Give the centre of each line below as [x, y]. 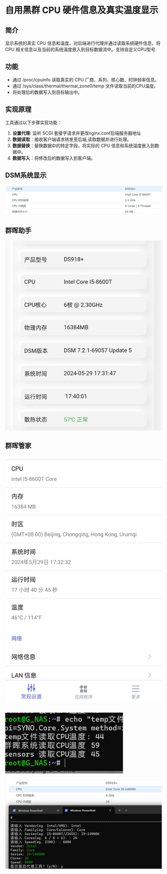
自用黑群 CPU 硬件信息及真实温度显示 [82, 10]
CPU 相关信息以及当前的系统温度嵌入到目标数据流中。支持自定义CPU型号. [81, 49]
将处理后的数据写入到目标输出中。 [47, 92]
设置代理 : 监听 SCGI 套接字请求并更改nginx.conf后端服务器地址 [77, 133]
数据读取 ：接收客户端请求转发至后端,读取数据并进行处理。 [72, 139]
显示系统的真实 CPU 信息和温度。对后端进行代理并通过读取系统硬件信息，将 [83, 43]
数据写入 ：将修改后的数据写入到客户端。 [54, 158]
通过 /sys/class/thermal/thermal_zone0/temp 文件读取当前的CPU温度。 [85, 86]
